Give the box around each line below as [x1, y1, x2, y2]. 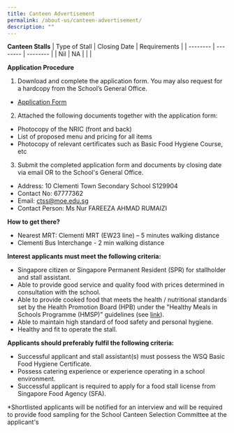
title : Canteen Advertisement [7, 10, 96, 17]
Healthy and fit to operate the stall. [17, 325, 117, 334]
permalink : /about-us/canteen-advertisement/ [7, 17, 142, 24]
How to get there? [7, 218, 61, 226]
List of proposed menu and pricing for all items [17, 132, 152, 141]
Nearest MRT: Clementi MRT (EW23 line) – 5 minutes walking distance [17, 232, 220, 240]
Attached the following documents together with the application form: [17, 111, 218, 120]
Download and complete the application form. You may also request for [17, 77, 223, 85]
